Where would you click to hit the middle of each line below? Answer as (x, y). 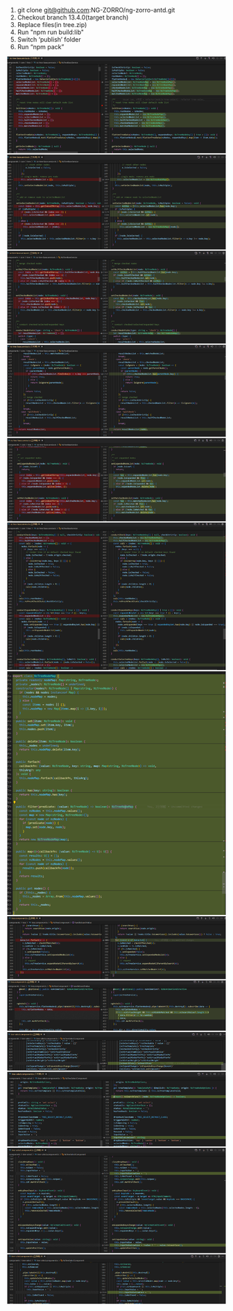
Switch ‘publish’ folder (49, 40)
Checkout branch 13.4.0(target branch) (73, 17)
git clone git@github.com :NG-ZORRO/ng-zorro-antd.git (96, 10)
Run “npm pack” (41, 47)
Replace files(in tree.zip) (52, 25)
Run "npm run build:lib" (51, 32)
